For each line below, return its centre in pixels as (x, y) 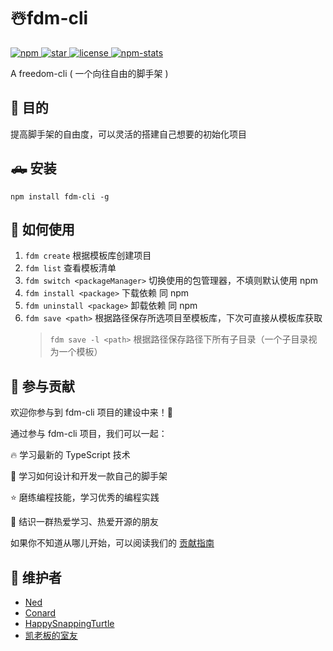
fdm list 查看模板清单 (70, 268)
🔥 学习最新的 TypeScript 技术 (70, 455)
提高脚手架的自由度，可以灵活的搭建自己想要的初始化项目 (128, 134)
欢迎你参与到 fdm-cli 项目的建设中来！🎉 (91, 412)
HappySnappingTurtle (69, 623)
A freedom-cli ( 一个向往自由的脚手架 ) (89, 73)
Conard (40, 613)
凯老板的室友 (51, 635)
